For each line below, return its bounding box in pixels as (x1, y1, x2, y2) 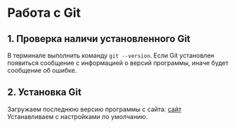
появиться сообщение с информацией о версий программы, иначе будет (7, 59, 229, 67)
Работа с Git (7, 5, 81, 21)
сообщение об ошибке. (7, 66, 77, 74)
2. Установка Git (7, 86, 82, 99)
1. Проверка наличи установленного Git (7, 33, 191, 45)
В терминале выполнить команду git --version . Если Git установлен (7, 51, 215, 59)
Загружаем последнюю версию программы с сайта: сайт (7, 105, 182, 113)
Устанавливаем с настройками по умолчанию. (7, 112, 148, 120)
